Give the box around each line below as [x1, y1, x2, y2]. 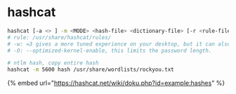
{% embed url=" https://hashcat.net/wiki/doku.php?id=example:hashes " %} [7, 79, 225, 88]
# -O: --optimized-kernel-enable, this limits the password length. [7, 47, 212, 54]
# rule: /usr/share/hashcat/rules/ [7, 34, 112, 41]
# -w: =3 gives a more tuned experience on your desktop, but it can [7, 40, 216, 48]
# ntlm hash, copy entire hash [7, 60, 99, 67]
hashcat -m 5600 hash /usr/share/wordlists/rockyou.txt [7, 66, 174, 74]
